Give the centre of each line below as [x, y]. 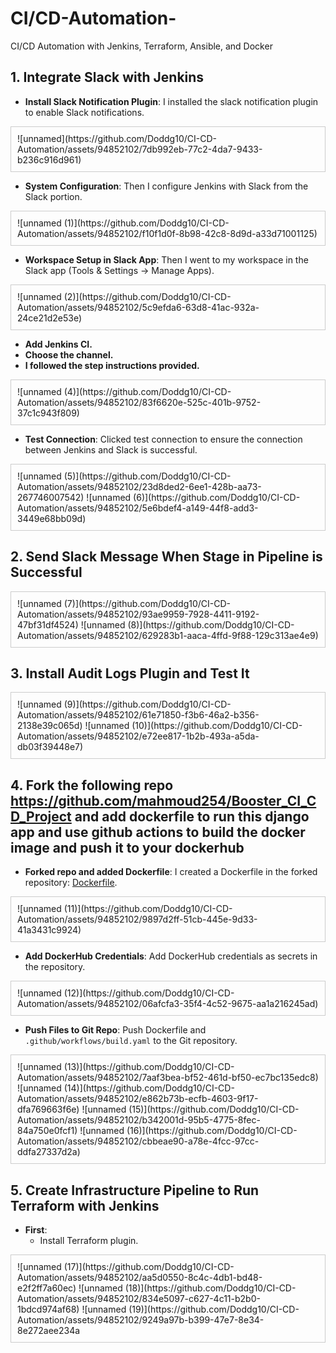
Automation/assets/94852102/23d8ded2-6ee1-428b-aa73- [139, 486]
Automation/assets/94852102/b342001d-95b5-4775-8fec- [139, 1120]
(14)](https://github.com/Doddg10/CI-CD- [149, 1088]
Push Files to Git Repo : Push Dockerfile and [115, 1030]
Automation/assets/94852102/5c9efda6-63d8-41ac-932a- [138, 307]
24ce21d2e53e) [50, 318]
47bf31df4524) [48, 624]
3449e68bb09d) [52, 518]
